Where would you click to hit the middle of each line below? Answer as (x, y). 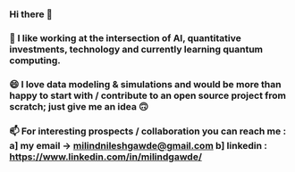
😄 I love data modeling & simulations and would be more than (145, 84)
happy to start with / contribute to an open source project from (147, 95)
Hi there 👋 (31, 14)
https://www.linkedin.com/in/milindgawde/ (106, 157)
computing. (35, 60)
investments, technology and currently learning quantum (136, 49)
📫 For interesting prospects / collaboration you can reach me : (148, 131)
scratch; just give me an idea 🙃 (79, 106)
